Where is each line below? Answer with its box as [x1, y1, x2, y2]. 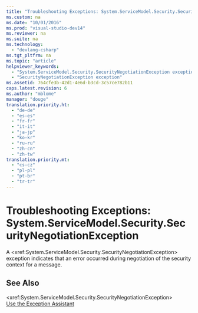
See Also [6, 278, 39, 288]
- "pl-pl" [11, 167, 35, 174]
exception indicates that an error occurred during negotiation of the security [6, 255, 192, 262]
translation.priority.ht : [6, 101, 70, 108]
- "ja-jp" [11, 129, 35, 136]
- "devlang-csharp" [11, 47, 60, 53]
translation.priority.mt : [6, 157, 70, 163]
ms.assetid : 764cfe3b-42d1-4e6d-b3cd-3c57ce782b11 [6, 80, 133, 86]
